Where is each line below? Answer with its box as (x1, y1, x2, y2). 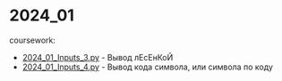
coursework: (9, 35, 56, 45)
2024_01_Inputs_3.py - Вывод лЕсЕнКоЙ (21, 52, 174, 62)
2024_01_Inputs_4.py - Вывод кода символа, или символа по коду (21, 61, 273, 72)
